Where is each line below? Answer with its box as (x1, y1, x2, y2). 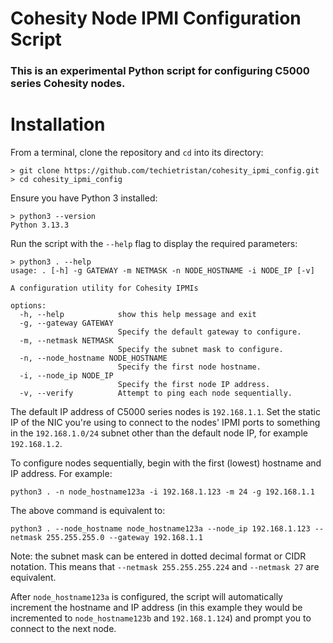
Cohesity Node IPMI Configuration (10, 7, 302, 30)
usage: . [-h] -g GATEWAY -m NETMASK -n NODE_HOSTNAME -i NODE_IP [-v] (10, 266, 315, 276)
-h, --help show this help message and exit (19, 310, 257, 320)
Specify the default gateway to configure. (117, 327, 302, 337)
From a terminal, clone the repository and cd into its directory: (10, 147, 264, 159)
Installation (10, 113, 106, 136)
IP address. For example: (10, 468, 113, 480)
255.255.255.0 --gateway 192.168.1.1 (46, 533, 203, 543)
